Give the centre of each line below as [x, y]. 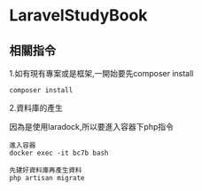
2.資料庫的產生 [36, 108]
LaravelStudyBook [78, 16]
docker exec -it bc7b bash [59, 153]
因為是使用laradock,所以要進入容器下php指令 [92, 127]
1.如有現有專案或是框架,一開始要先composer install [101, 73]
